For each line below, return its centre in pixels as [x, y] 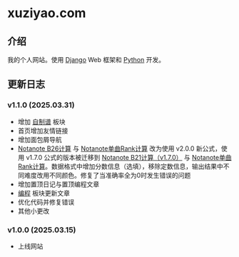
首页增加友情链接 [43, 131]
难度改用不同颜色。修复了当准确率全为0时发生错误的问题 [107, 175]
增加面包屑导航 [40, 139]
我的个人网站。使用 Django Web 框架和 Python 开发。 [86, 60]
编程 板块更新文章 [44, 193]
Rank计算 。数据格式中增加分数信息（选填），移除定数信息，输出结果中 [120, 166]
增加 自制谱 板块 [41, 121]
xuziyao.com [47, 13]
